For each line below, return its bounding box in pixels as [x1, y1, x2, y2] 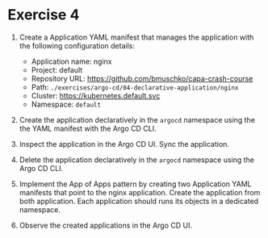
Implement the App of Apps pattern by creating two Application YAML [19, 179, 252, 189]
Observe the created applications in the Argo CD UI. [19, 220, 193, 230]
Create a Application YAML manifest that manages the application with [19, 32, 254, 42]
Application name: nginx [31, 56, 112, 66]
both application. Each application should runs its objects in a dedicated [19, 196, 259, 206]
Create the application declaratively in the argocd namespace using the [19, 115, 256, 124]
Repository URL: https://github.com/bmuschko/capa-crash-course [31, 73, 253, 83]
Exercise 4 [7, 6, 80, 24]
